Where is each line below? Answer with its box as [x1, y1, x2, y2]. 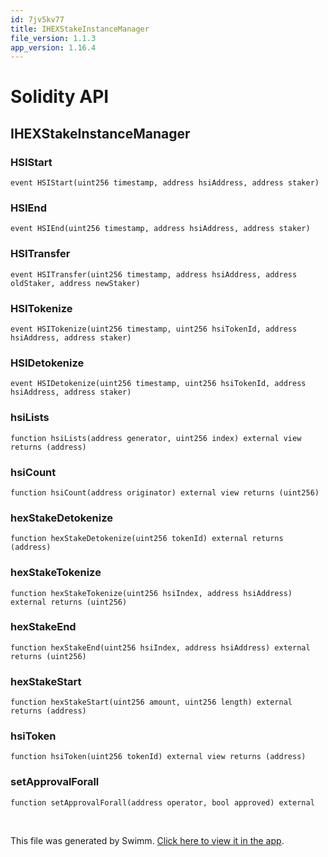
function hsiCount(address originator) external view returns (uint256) [10, 487, 320, 498]
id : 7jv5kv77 [10, 14, 65, 25]
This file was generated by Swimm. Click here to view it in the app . [10, 834, 285, 846]
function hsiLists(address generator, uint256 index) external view [10, 433, 302, 443]
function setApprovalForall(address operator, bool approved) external [10, 797, 315, 808]
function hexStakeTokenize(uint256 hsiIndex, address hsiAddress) [10, 588, 293, 598]
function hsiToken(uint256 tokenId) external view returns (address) [10, 752, 307, 762]
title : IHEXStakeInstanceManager [10, 24, 150, 34]
